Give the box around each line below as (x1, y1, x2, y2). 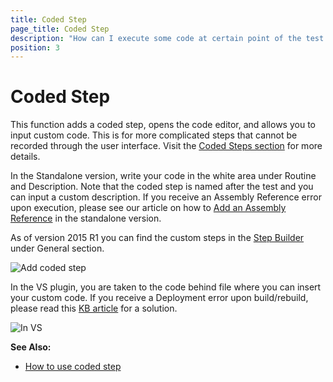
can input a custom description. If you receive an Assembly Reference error (10, 191, 322, 203)
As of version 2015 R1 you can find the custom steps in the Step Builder (10, 232, 305, 244)
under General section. (10, 242, 105, 255)
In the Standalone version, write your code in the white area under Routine (10, 170, 317, 182)
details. (10, 151, 41, 163)
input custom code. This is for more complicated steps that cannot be (10, 129, 298, 141)
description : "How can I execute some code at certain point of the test (10, 33, 325, 43)
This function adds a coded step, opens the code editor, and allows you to (10, 119, 316, 131)
